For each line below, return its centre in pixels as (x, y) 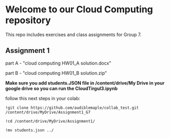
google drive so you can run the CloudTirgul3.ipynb (62, 88)
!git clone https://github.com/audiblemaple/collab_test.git (72, 108)
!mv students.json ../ (30, 130)
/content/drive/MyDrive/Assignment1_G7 (48, 112)
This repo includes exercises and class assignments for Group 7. (73, 34)
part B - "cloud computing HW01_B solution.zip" (56, 73)
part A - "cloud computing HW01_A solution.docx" (58, 63)
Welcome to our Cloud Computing (79, 9)
